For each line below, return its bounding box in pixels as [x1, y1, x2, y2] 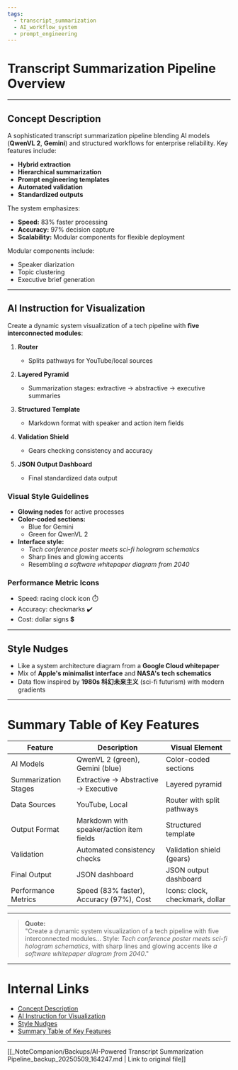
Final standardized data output [28, 473, 118, 482]
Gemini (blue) [76, 763, 122, 773]
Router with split [165, 795, 220, 805]
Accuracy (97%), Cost [76, 894, 152, 904]
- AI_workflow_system [13, 23, 78, 30]
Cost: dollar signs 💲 [17, 615, 74, 624]
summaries [28, 391, 61, 400]
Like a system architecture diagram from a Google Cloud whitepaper [17, 662, 220, 670]
